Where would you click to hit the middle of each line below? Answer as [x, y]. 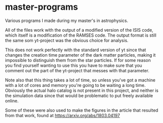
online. [12, 101]
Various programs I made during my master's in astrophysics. [67, 20]
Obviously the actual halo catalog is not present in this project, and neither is [82, 90]
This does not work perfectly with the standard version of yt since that [76, 50]
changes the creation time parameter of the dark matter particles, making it [80, 55]
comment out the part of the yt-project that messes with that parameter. [77, 70]
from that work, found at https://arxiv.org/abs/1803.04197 [63, 115]
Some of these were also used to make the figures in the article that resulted [82, 110]
